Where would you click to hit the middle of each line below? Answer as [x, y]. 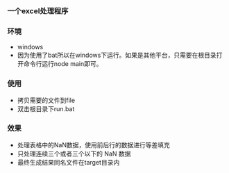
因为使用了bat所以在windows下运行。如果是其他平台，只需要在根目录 [117, 55]
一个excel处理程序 [38, 10]
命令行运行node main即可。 [63, 64]
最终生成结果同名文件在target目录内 [68, 162]
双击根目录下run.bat [46, 108]
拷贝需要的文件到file [46, 100]
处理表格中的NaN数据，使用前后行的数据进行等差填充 [93, 145]
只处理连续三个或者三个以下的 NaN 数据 [74, 154]
